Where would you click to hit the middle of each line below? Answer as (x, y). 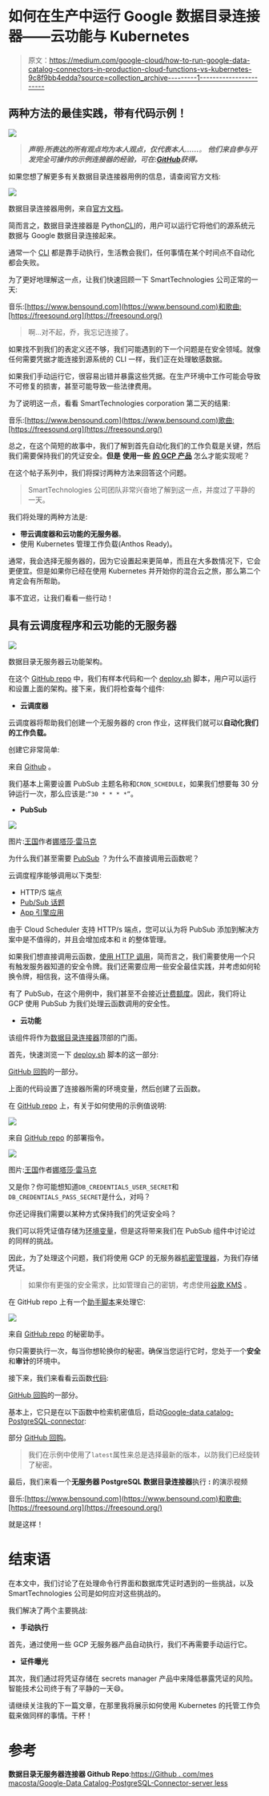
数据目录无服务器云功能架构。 (57, 661)
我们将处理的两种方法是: (48, 517)
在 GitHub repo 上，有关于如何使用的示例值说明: (87, 1105)
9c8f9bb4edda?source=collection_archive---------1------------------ (143, 78)
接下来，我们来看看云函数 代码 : (59, 1378)
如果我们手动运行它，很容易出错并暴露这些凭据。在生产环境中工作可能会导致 (134, 376)
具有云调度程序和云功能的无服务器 (92, 626)
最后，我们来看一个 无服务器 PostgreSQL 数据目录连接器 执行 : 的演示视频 (128, 1481)
